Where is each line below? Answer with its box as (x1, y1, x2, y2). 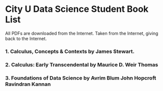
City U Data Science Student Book (5, 3, 149, 15)
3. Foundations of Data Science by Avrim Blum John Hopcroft (5, 74, 157, 81)
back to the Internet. (5, 36, 47, 42)
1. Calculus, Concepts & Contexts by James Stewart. (5, 48, 135, 55)
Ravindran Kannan (5, 81, 51, 88)
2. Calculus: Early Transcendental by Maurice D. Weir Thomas (5, 61, 159, 68)
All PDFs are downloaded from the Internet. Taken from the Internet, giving (5, 30, 159, 36)
